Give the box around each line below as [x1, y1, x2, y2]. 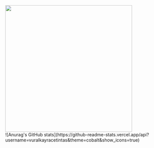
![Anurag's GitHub [5, 132, 43, 137]
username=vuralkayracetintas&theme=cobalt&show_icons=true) [5, 137, 140, 143]
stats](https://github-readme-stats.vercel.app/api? [44, 132, 149, 137]
